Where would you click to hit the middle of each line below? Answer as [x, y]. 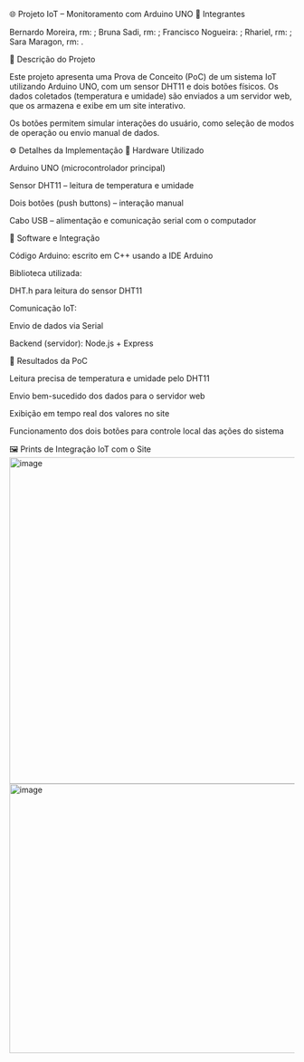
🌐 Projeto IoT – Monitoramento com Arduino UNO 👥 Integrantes [128, 14]
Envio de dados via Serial [57, 325]
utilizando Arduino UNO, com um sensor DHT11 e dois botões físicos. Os [144, 86]
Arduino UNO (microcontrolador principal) [87, 168]
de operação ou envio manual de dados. [85, 133]
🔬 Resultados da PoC [49, 361]
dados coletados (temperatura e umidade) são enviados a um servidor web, [151, 96]
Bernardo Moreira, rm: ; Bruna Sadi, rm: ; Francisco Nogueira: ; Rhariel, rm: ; [151, 32]
